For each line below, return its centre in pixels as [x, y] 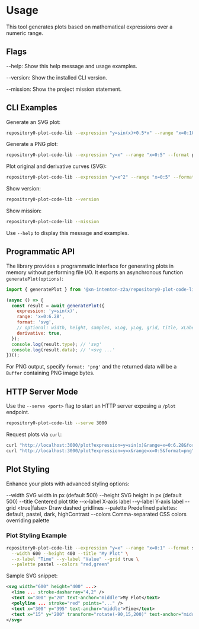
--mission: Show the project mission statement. [64, 89]
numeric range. [25, 33]
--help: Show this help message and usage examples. [72, 66]
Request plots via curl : [34, 434]
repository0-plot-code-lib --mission [53, 222]
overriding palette [28, 520]
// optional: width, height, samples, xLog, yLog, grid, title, [98, 328]
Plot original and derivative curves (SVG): [57, 166]
